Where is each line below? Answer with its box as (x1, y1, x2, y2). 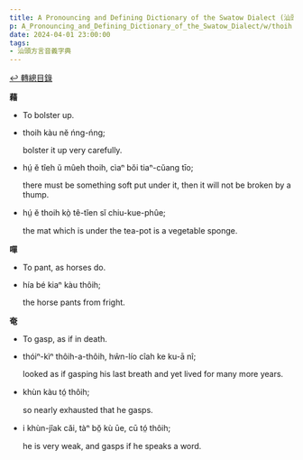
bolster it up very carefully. (22, 145, 123, 156)
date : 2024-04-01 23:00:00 (9, 30, 111, 39)
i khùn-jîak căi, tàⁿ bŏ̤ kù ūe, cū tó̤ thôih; (22, 423, 171, 434)
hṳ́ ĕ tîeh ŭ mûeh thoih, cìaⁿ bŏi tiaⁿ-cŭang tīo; (22, 162, 194, 173)
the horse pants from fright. (22, 297, 126, 308)
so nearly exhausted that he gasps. (22, 405, 153, 416)
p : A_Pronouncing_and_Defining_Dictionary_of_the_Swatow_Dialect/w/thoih (9, 22, 293, 31)
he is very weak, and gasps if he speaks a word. (22, 441, 202, 452)
